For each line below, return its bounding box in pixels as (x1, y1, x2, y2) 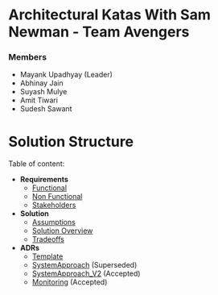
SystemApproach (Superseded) (31, 260, 138, 270)
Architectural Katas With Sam (8, 6, 211, 24)
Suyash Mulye (19, 87, 68, 97)
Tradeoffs (31, 235, 64, 244)
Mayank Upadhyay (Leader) (19, 70, 113, 80)
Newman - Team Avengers (8, 23, 190, 41)
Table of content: (8, 159, 65, 168)
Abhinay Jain (19, 78, 64, 88)
